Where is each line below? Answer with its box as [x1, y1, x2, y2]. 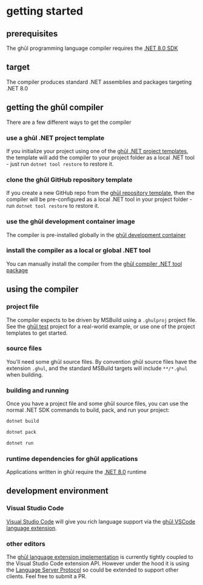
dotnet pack [6, 429, 36, 435]
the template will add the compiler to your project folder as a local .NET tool [6, 154, 195, 161]
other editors [6, 539, 45, 548]
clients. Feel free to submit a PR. [6, 573, 87, 580]
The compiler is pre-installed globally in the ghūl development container [6, 231, 186, 238]
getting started [6, 4, 84, 18]
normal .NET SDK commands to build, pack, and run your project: [6, 406, 170, 414]
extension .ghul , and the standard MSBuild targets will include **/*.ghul [6, 364, 188, 372]
